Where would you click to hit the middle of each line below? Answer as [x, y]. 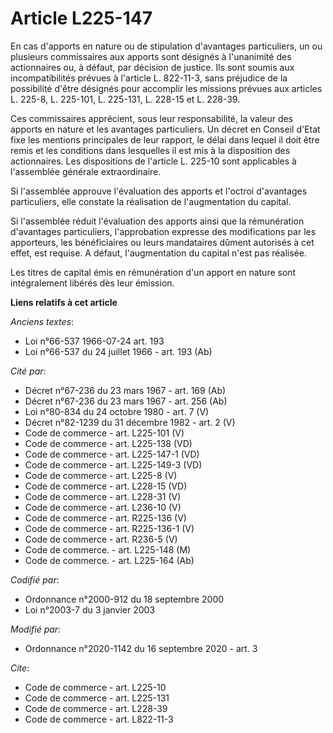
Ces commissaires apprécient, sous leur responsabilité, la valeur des [152, 118]
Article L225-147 [81, 18]
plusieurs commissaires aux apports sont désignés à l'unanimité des [151, 56]
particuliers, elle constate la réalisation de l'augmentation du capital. [151, 201]
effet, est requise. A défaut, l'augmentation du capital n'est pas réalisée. [158, 253]
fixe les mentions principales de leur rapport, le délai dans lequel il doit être [165, 139]
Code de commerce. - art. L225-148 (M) [108, 549]
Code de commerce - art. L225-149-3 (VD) [113, 464]
